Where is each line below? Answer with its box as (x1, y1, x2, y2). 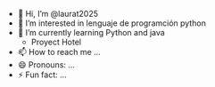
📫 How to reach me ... (17, 47, 101, 57)
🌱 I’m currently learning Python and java (17, 28, 165, 37)
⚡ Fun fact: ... (17, 69, 67, 80)
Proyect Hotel (30, 36, 82, 47)
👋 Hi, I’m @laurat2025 (17, 9, 98, 19)
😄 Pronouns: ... (17, 59, 76, 70)
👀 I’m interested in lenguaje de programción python (17, 18, 207, 28)
